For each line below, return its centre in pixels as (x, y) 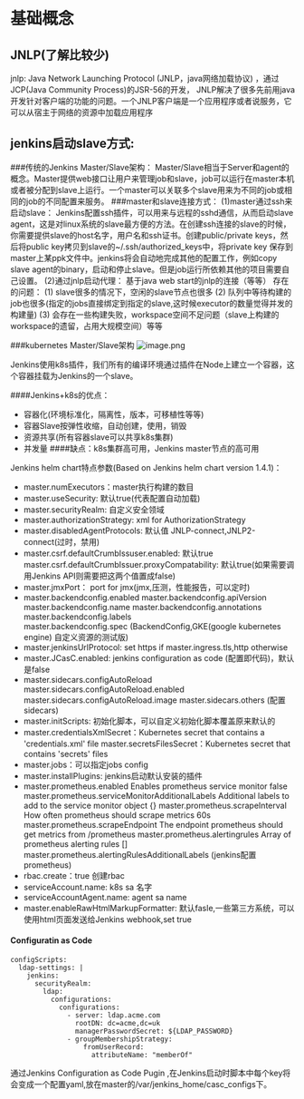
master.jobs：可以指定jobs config (85, 764)
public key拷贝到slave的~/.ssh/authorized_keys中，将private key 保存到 (159, 247)
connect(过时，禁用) (62, 541)
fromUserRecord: (114, 1047)
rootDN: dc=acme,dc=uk (118, 1024)
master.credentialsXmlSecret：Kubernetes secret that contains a (144, 732)
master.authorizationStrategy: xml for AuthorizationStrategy (135, 520)
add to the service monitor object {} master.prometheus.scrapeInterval (155, 805)
